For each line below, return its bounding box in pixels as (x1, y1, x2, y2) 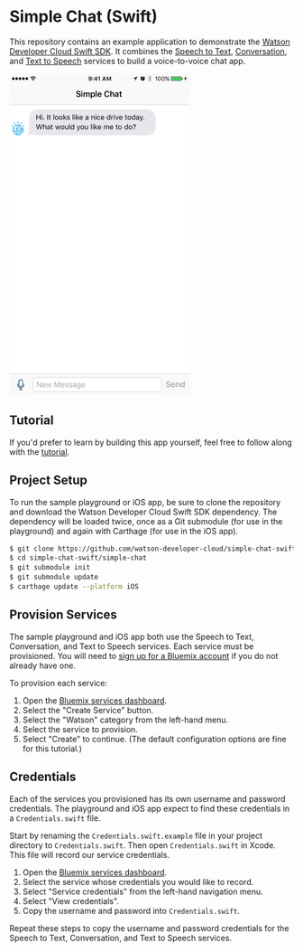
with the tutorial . (9, 446, 70, 457)
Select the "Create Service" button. (22, 704, 154, 715)
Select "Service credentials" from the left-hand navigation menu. (22, 886, 263, 897)
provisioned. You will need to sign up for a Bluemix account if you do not (9, 650, 279, 661)
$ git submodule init (9, 563, 91, 572)
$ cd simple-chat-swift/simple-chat (9, 553, 147, 562)
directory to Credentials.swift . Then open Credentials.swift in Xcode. (9, 839, 277, 851)
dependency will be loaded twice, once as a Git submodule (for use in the (9, 515, 283, 526)
